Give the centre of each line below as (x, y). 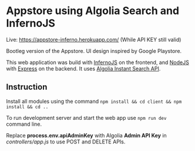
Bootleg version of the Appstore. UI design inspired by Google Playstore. (94, 51)
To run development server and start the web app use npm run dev (86, 118)
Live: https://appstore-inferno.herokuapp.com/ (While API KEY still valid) (94, 39)
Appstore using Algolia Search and (93, 11)
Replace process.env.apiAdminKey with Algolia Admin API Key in (87, 135)
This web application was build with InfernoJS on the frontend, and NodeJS (97, 62)
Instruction (27, 87)
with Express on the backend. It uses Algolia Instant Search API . (83, 68)
